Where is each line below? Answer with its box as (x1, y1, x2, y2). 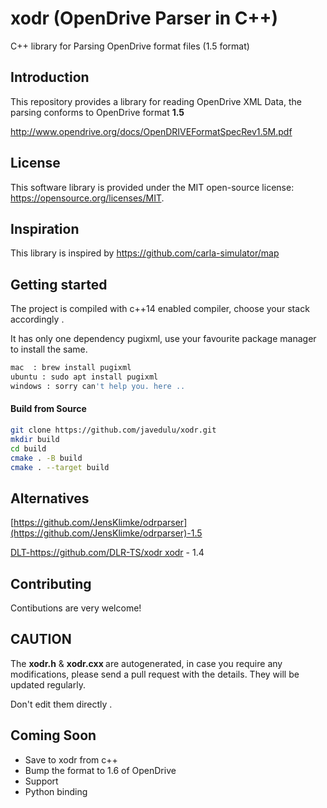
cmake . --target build (10, 462, 110, 472)
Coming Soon (10, 727, 97, 744)
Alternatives (10, 490, 90, 507)
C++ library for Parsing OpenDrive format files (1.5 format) (10, 40, 250, 52)
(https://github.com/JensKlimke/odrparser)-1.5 (10, 527, 203, 539)
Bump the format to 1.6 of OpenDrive (24, 764, 177, 776)
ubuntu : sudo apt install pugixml (10, 372, 159, 382)
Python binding (24, 785, 88, 797)
